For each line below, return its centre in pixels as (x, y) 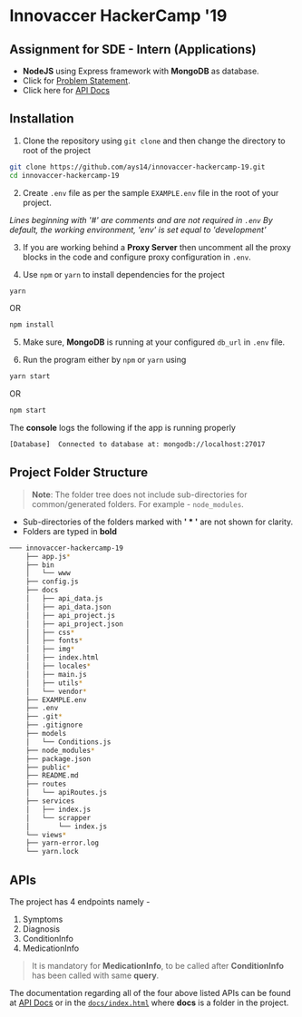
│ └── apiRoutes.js (66, 793)
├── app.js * (48, 556)
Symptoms (43, 919)
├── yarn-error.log (63, 843)
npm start (28, 411)
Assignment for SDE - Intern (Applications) (133, 49)
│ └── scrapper (58, 817)
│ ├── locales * (58, 666)
